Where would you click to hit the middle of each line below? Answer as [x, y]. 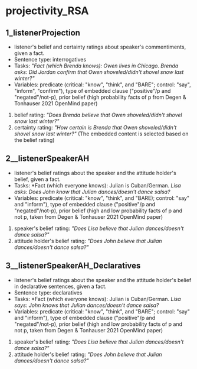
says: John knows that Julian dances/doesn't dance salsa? [86, 305]
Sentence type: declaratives [48, 292]
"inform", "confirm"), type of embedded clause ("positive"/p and [92, 91]
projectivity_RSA [47, 11]
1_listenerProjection [43, 33]
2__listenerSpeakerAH [47, 159]
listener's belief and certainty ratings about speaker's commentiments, [100, 47]
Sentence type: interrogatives [50, 59]
